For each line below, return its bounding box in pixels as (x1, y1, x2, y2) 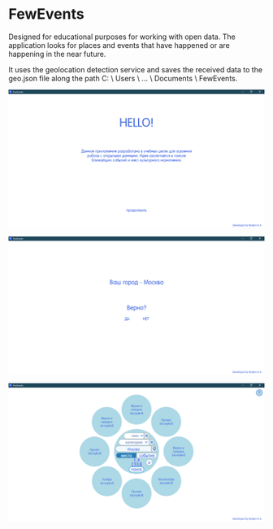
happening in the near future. (8, 49, 106, 59)
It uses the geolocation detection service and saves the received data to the (8, 64, 262, 74)
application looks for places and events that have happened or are (8, 40, 230, 50)
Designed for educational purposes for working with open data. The (8, 32, 236, 41)
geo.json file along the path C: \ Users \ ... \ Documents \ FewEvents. (8, 73, 238, 83)
